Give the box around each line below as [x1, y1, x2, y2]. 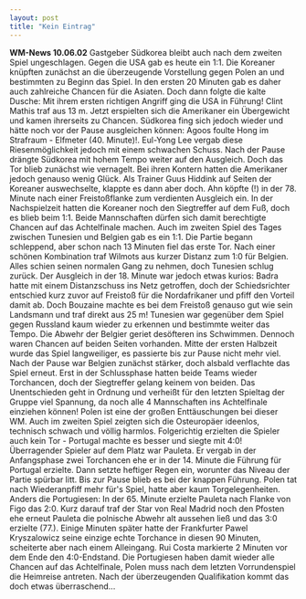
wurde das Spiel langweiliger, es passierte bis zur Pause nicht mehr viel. [9, 348, 281, 359]
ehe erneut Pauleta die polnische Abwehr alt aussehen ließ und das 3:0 [9, 512, 278, 523]
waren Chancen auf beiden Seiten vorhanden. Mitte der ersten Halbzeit [9, 338, 278, 349]
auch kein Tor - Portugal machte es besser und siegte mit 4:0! [9, 435, 243, 446]
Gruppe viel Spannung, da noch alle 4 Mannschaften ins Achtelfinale [9, 396, 268, 407]
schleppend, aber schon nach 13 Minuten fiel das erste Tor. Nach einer [9, 241, 276, 252]
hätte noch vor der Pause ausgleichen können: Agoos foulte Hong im [9, 124, 269, 135]
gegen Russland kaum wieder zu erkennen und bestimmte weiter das [9, 319, 270, 330]
